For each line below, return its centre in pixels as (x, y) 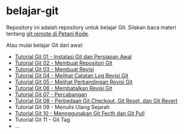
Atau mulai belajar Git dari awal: (45, 45)
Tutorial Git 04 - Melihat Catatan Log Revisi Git (72, 75)
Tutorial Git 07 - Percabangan (51, 94)
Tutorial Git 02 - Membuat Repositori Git (64, 63)
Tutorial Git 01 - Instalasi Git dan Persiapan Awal (73, 56)
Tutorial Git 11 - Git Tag (42, 119)
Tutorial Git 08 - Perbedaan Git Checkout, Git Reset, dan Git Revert (96, 100)
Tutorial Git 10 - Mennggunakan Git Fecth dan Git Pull (80, 113)
